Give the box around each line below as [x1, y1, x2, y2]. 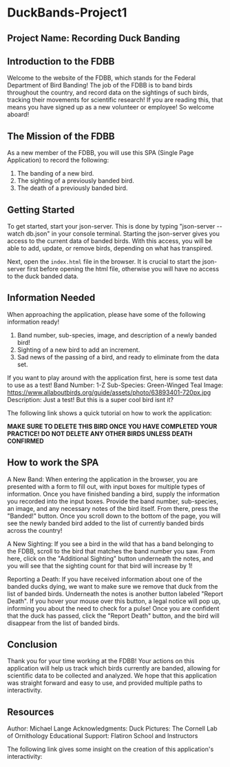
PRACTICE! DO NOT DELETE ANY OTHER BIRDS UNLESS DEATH [7, 429, 193, 438]
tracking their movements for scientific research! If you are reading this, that [7, 96, 223, 104]
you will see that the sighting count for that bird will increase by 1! [7, 561, 193, 569]
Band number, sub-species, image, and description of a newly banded [17, 330, 217, 339]
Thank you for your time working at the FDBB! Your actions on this [7, 657, 195, 665]
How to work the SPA [7, 456, 99, 469]
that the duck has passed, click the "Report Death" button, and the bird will [7, 611, 220, 620]
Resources [7, 706, 54, 717]
